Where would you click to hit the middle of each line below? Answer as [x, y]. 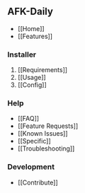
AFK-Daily [30, 12]
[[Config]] [32, 85]
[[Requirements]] [42, 70]
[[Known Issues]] [43, 134]
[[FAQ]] [28, 119]
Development [31, 167]
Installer [22, 54]
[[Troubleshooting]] [46, 148]
